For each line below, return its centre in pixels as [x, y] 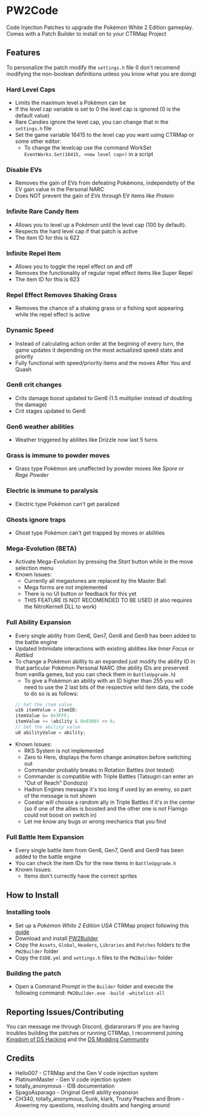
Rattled [24, 655]
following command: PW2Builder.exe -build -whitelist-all [90, 993]
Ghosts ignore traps [36, 519]
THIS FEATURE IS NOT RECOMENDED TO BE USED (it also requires [108, 600]
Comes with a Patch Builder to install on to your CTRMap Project [86, 33]
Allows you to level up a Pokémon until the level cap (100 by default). [101, 225]
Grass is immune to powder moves [58, 456]
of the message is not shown [60, 795]
